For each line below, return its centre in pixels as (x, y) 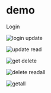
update (34, 38)
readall (37, 72)
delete (29, 61)
